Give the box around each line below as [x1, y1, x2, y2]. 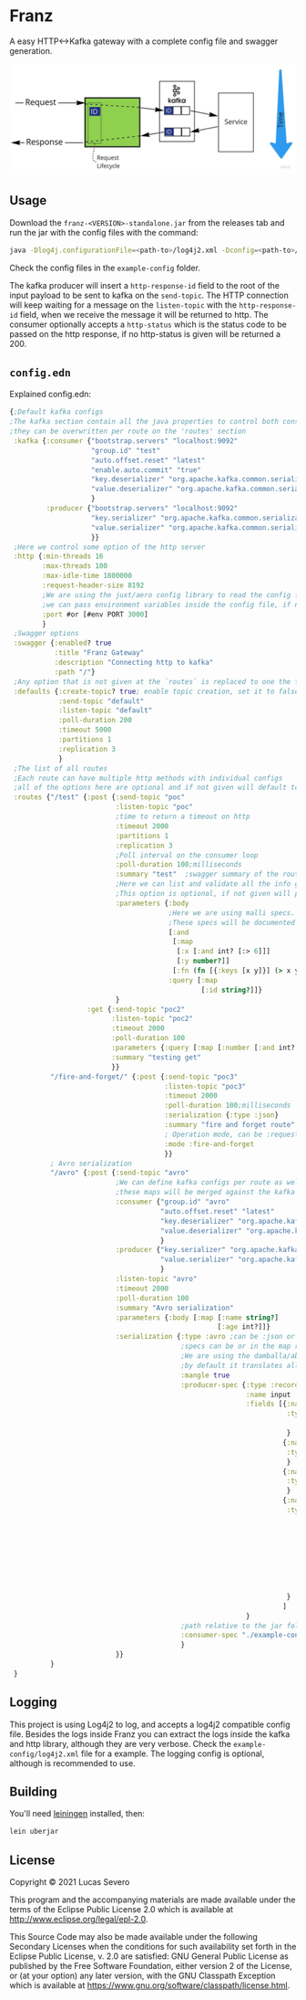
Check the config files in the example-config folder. [9, 262, 200, 273]
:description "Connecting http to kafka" [54, 658, 214, 668]
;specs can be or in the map [180, 1342, 291, 1352]
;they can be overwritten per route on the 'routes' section [9, 426, 247, 437]
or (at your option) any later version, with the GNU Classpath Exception [9, 1970, 276, 1982]
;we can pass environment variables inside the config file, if [42, 600, 291, 609]
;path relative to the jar [180, 1621, 283, 1630]
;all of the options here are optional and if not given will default [13, 783, 287, 793]
